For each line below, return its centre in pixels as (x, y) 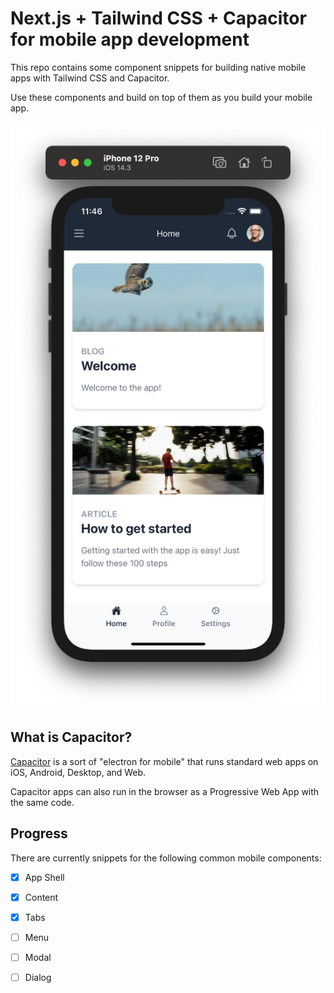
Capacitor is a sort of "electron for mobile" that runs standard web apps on (164, 761)
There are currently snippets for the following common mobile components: (166, 858)
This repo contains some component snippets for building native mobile (158, 67)
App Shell (44, 877)
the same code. (42, 802)
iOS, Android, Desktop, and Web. (78, 772)
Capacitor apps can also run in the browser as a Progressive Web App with (165, 791)
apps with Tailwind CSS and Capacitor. (90, 78)
